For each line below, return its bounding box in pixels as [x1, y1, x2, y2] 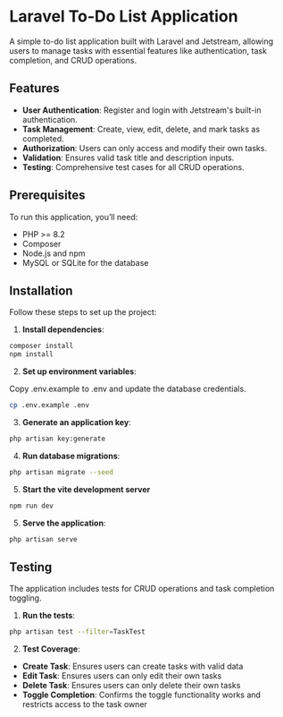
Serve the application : [21, 517, 106, 528]
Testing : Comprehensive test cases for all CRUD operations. [21, 161, 245, 172]
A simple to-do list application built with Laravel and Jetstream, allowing [9, 36, 274, 47]
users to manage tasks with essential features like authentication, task [9, 45, 268, 55]
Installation [9, 283, 73, 298]
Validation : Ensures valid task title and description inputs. [21, 152, 235, 163]
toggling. [9, 593, 42, 603]
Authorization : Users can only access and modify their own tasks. [21, 142, 268, 153]
